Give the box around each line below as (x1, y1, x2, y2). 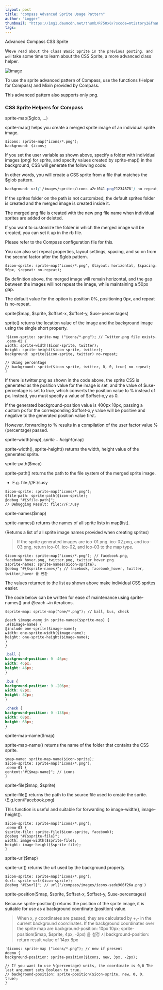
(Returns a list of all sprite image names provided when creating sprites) (5, 530, 149, 535)
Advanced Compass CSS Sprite (5, 39, 69, 44)
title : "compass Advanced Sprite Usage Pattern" (5, 12, 105, 17)
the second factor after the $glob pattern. (5, 254, 88, 260)
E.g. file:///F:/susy (12, 480, 48, 486)
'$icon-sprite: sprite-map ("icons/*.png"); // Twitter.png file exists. (5, 335, 158, 339)
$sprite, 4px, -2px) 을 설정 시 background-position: (48, 931, 149, 937)
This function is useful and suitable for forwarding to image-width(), (5, 807, 141, 812)
